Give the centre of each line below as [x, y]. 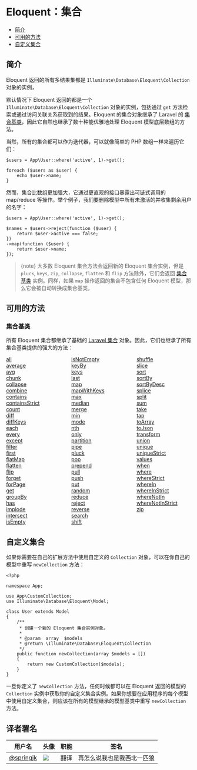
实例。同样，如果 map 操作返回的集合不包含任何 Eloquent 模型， [109, 281]
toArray [145, 422]
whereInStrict [153, 491]
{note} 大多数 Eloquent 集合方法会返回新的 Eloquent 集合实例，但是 [102, 266]
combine [17, 391]
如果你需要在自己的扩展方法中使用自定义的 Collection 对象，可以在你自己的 [98, 557]
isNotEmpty [86, 359]
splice [143, 391]
